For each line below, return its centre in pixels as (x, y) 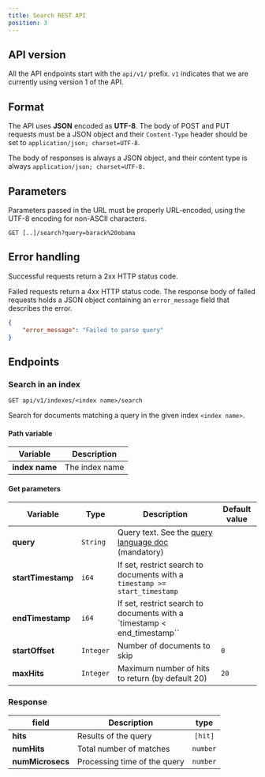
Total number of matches (123, 749)
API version (37, 55)
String (94, 542)
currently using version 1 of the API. (66, 82)
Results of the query (114, 736)
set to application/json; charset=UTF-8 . (74, 143)
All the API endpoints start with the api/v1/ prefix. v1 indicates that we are (128, 74)
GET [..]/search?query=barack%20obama (72, 233)
